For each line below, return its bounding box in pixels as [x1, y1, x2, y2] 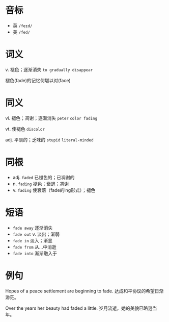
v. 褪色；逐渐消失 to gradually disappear [5, 66, 93, 72]
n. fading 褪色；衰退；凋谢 [12, 181, 69, 187]
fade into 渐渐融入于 [12, 250, 58, 256]
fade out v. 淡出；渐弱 [12, 231, 60, 237]
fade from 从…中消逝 [12, 243, 57, 250]
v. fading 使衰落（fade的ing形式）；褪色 [12, 187, 96, 193]
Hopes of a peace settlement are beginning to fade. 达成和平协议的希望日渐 [5, 288, 164, 294]
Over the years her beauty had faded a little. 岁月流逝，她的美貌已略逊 [5, 305, 153, 311]
